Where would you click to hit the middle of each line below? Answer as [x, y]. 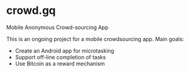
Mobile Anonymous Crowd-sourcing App [57, 27]
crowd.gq [31, 11]
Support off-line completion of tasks [60, 57]
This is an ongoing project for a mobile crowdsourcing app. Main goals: [95, 39]
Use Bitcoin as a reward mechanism [60, 64]
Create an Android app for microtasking [64, 51]
